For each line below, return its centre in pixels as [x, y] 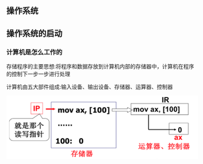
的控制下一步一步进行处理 [38, 74]
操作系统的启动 [34, 33]
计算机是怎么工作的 [34, 52]
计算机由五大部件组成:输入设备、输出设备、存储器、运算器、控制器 [90, 87]
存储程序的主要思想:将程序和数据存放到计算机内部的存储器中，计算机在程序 [100, 67]
